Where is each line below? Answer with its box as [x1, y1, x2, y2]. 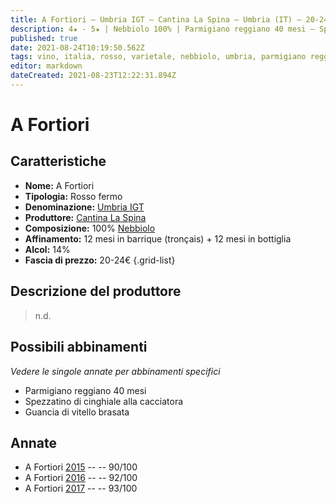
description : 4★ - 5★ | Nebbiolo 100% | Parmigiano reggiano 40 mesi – [10, 24, 315, 34]
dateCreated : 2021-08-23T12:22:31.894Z [10, 71, 177, 81]
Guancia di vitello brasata [24, 406, 130, 418]
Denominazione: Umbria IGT [24, 201, 145, 213]
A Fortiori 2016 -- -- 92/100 [24, 472, 138, 484]
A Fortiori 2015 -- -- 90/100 [24, 461, 138, 473]
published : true [10, 33, 78, 43]
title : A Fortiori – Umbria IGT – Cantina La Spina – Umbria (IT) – [10, 14, 302, 25]
